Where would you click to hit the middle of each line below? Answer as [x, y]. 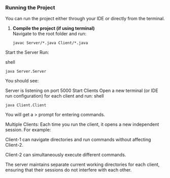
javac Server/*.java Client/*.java [50, 43]
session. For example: [28, 130]
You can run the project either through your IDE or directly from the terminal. [85, 19]
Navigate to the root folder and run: [49, 34]
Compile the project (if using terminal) [54, 28]
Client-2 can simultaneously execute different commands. [66, 155]
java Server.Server [26, 72]
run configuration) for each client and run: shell [55, 96]
